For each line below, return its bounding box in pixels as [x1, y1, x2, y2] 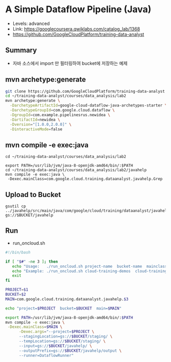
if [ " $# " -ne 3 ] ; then [5, 259, 58, 264]
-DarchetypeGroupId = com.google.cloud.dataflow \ [10, 108, 115, 113]
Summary [5, 46, 37, 54]
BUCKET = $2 [5, 292, 26, 297]
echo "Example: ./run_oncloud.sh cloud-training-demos [12, 268, 131, 273]
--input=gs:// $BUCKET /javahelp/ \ [18, 343, 93, 348]
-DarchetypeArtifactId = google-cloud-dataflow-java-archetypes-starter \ [10, 103, 167, 108]
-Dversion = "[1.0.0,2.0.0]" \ [10, 122, 72, 127]
